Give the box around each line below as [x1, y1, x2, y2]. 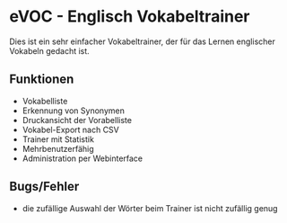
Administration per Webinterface [22, 153, 143, 164]
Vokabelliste [22, 95, 68, 106]
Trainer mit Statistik [22, 133, 94, 145]
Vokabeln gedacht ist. [9, 45, 90, 56]
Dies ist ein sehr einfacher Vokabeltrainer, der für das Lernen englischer [9, 36, 275, 47]
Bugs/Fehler [9, 179, 80, 194]
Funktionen [9, 72, 74, 87]
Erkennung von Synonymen [22, 105, 126, 116]
